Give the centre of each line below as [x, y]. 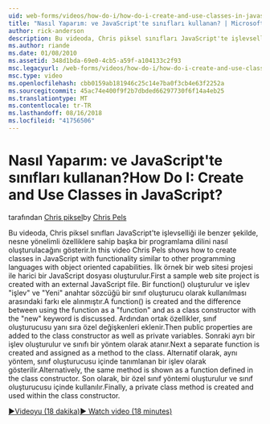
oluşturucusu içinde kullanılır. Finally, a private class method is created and [131, 387]
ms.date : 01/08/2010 [43, 53]
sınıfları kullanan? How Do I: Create [126, 178]
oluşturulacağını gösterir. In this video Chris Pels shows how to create [123, 250]
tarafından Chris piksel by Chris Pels [67, 217]
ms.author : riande [39, 46]
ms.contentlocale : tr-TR [50, 106]
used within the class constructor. [64, 395]
